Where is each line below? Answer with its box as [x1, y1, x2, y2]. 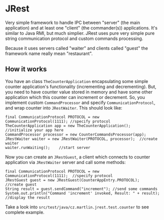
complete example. [5, 209, 45, 215]
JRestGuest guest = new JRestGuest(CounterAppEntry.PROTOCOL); [5, 177, 140, 182]
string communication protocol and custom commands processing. [5, 35, 143, 41]
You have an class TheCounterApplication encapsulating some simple [5, 78, 148, 84]
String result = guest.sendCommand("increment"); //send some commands [5, 186, 157, 191]
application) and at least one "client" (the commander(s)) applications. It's [5, 24, 157, 30]
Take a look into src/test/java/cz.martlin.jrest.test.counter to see [5, 203, 149, 210]
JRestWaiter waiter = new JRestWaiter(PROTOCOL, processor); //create [5, 136, 157, 141]
